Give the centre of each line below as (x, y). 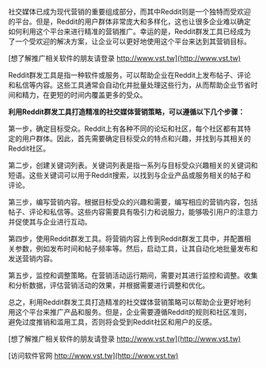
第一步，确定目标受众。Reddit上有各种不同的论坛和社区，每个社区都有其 (126, 128)
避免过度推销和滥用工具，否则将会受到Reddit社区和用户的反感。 (112, 322)
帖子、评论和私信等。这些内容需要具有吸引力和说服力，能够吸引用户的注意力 (133, 212)
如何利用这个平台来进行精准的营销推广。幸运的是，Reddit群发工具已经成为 (130, 31)
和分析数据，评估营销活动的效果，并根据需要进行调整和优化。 (109, 285)
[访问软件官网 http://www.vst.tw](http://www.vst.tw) (93, 356)
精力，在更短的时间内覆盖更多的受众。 (84, 95)
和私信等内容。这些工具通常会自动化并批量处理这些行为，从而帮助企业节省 (129, 85)
